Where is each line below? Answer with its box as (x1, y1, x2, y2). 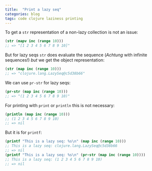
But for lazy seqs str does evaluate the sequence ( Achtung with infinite (5, 52, 147, 58)
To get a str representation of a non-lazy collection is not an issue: (5, 30, 138, 35)
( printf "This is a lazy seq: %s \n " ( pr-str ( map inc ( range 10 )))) (5, 152, 146, 157)
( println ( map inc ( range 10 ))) (5, 112, 70, 117)
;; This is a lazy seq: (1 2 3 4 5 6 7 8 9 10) (5, 157, 103, 162)
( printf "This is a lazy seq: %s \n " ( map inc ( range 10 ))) (5, 139, 126, 144)
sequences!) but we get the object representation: (5, 57, 105, 63)
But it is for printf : (5, 129, 42, 136)
